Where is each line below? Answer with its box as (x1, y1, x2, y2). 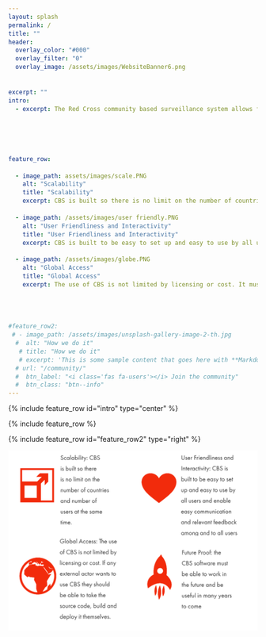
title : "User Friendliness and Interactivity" (22, 230, 179, 238)
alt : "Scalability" (22, 180, 87, 188)
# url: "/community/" (15, 364, 87, 372)
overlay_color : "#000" (15, 46, 90, 55)
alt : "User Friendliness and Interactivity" (22, 222, 172, 230)
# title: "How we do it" (18, 347, 101, 355)
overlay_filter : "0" (15, 55, 83, 63)
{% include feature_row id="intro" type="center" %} (8, 404, 179, 413)
